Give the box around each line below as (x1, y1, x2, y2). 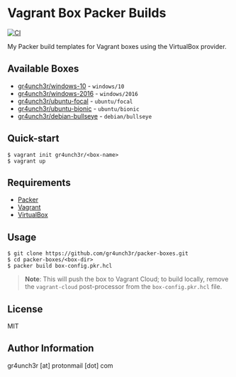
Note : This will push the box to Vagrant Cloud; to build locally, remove (24, 275, 229, 283)
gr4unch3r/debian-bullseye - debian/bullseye (17, 111, 152, 120)
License (7, 303, 43, 315)
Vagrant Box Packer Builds (7, 5, 167, 21)
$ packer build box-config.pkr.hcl (7, 263, 113, 270)
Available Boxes (7, 62, 79, 75)
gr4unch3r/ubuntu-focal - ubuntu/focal (17, 97, 133, 105)
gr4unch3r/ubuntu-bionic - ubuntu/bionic (17, 104, 140, 113)
